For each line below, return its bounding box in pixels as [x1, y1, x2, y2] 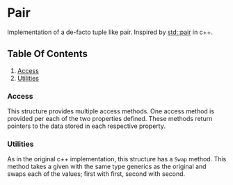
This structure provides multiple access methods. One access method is [7, 107, 214, 115]
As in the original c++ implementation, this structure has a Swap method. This [7, 155, 227, 163]
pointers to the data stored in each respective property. [7, 122, 166, 130]
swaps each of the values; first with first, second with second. [7, 170, 186, 178]
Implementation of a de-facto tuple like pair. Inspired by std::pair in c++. [7, 28, 214, 36]
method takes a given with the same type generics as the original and [7, 162, 207, 171]
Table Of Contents [7, 48, 88, 60]
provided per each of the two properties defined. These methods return [7, 115, 213, 123]
